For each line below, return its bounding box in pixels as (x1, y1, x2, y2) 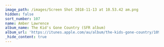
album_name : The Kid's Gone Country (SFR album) (5, 25, 106, 30)
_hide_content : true (5, 35, 47, 40)
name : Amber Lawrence (5, 21, 49, 26)
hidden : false (5, 12, 34, 17)
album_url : (5, 30, 27, 35)
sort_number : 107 (5, 16, 41, 21)
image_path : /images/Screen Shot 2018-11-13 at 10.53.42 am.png (5, 7, 139, 12)
